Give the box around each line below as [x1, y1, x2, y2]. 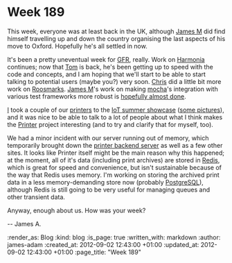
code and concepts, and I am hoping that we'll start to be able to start [7, 70, 206, 78]
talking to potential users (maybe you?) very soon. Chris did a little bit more [7, 77, 222, 85]
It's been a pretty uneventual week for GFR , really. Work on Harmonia [7, 55, 206, 63]
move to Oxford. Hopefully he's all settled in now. [7, 42, 148, 50]
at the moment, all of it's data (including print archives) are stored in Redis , [7, 155, 220, 164]
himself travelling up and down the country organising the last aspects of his [7, 34, 226, 42]
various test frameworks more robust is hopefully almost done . [7, 92, 187, 101]
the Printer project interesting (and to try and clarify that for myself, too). [7, 120, 213, 128]
